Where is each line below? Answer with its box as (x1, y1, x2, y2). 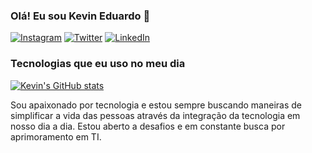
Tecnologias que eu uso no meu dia (10, 57, 186, 71)
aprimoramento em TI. (10, 130, 102, 143)
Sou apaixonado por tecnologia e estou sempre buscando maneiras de (10, 99, 302, 111)
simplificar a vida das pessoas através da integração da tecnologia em (10, 109, 301, 121)
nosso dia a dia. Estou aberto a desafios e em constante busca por (10, 120, 286, 132)
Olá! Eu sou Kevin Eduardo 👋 (10, 9, 151, 23)
